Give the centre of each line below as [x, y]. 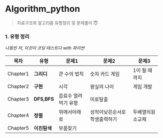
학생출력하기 [104, 119]
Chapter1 [18, 74]
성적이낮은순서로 [108, 112]
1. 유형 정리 [17, 36]
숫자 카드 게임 [105, 74]
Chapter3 [18, 99]
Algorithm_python [42, 9]
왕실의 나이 [102, 87]
